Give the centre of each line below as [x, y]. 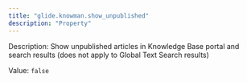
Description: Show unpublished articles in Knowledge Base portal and [124, 46]
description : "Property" [50, 23]
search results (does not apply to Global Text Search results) [109, 55]
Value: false [29, 70]
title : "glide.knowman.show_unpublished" [79, 16]
